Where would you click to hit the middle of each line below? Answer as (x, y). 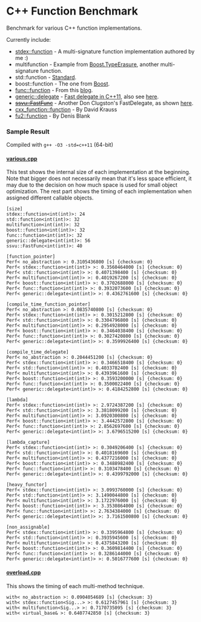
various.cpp (22, 158)
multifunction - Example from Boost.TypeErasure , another (87, 64)
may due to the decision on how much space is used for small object (92, 185)
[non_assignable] (28, 527)
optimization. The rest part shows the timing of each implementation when (99, 192)
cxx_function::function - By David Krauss (66, 109)
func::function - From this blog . (54, 90)
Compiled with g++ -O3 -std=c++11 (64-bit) (60, 145)
